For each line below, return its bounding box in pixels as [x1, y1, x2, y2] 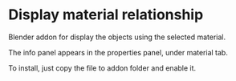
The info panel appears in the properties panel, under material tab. [8, 47, 229, 57]
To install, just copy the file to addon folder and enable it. [8, 63, 197, 73]
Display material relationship [8, 6, 204, 24]
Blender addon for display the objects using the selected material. [8, 32, 226, 42]
